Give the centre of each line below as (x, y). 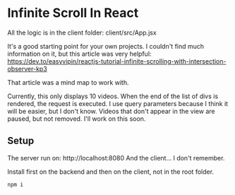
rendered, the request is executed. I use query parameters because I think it (117, 103)
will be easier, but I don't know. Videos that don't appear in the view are (111, 111)
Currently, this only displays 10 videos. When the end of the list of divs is (113, 96)
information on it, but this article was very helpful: (79, 54)
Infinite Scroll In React (73, 13)
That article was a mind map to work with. (68, 82)
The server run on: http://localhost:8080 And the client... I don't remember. (116, 158)
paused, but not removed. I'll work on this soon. (77, 119)
